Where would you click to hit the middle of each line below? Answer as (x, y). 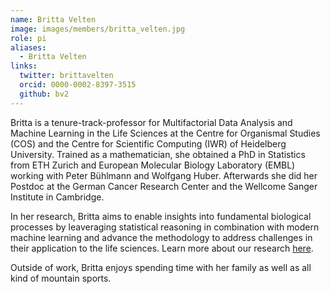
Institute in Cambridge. (57, 197)
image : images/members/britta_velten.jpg (98, 29)
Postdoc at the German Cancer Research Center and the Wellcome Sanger (164, 186)
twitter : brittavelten (66, 76)
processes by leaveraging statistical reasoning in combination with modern (165, 227)
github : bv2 (44, 94)
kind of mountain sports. (61, 278)
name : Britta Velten (53, 19)
